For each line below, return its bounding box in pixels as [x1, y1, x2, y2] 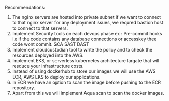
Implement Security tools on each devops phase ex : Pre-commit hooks [12, 31, 162, 36]
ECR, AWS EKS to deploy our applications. [12, 74, 101, 80]
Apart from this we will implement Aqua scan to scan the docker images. [12, 90, 164, 96]
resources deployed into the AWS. [12, 52, 84, 58]
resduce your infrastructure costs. [12, 63, 84, 69]
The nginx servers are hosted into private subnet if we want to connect [12, 14, 161, 20]
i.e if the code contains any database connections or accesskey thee [12, 36, 157, 42]
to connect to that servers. [12, 25, 68, 31]
